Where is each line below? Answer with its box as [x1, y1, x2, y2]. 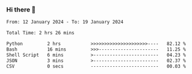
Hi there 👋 [6, 5, 36, 14]
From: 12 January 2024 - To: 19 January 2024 [6, 19, 123, 25]
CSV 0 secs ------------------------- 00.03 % [6, 63, 187, 69]
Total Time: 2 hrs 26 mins [6, 30, 75, 36]
